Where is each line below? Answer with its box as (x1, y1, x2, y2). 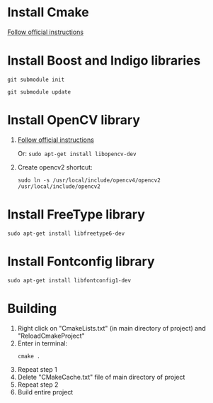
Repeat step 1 (17, 365, 58, 373)
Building (7, 300, 57, 316)
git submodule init (7, 76, 65, 83)
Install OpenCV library (7, 112, 140, 128)
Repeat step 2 (17, 380, 59, 389)
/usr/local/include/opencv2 (17, 182, 100, 190)
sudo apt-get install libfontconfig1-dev (7, 277, 132, 284)
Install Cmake (7, 4, 90, 21)
